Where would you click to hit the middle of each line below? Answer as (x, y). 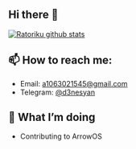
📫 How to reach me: (60, 60)
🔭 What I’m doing (52, 117)
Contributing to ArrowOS (61, 136)
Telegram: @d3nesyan (57, 92)
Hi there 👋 (33, 15)
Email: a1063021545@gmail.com (74, 83)
